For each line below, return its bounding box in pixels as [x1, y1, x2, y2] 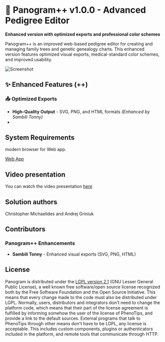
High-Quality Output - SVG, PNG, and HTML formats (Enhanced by [12, 109, 150, 114]
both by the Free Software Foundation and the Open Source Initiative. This [5, 289, 156, 295]
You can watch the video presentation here [5, 184, 93, 190]
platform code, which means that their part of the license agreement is [5, 304, 148, 310]
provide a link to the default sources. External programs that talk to [5, 315, 141, 321]
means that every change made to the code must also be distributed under [5, 294, 157, 300]
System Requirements [5, 133, 75, 142]
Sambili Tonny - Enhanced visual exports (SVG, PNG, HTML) [12, 251, 136, 257]
